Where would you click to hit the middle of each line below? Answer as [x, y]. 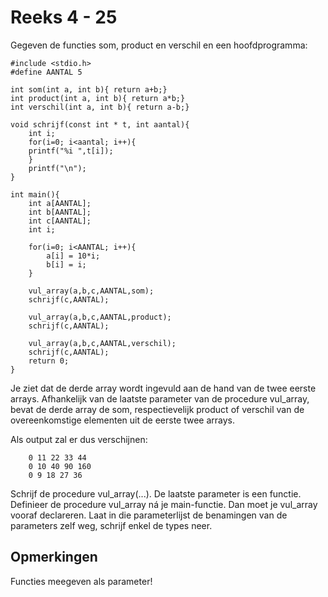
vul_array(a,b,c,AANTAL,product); [100, 317]
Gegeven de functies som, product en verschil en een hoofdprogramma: [159, 45]
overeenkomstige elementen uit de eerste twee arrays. [123, 420]
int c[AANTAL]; [60, 221]
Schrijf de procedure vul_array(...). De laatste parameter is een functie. [156, 493]
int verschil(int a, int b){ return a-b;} [100, 107]
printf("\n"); [57, 168]
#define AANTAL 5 [46, 72]
